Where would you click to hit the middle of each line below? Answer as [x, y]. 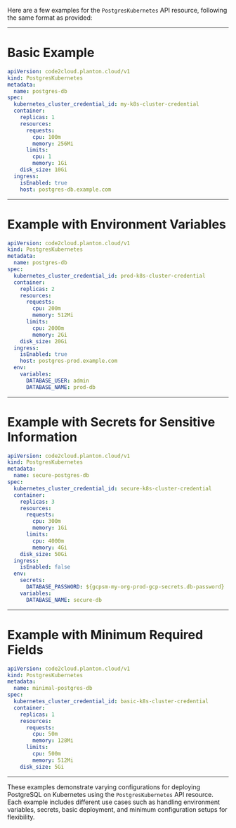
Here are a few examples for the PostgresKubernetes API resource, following [117, 10]
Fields [25, 649]
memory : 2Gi [50, 335]
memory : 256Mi [53, 144]
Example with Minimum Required [105, 635]
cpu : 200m [47, 309]
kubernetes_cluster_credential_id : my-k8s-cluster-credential [106, 104]
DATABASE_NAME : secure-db [64, 600]
